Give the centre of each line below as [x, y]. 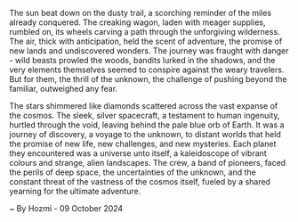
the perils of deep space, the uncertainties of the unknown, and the [133, 172]
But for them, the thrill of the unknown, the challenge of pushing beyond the [148, 79]
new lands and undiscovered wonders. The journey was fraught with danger [149, 51]
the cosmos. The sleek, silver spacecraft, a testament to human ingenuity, [145, 115]
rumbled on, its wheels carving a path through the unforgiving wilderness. [145, 32]
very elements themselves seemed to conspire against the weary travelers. [147, 70]
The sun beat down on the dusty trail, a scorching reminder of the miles [141, 13]
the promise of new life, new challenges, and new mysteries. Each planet [143, 144]
